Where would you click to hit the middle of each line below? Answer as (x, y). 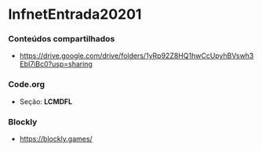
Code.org (27, 84)
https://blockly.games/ (56, 139)
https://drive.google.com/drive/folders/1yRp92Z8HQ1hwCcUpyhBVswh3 (136, 56)
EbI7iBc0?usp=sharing (56, 64)
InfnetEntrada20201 (75, 14)
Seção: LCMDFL (46, 101)
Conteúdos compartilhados (62, 39)
